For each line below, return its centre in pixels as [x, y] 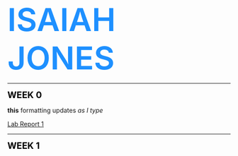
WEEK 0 [25, 95]
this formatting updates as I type [55, 110]
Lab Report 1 [25, 124]
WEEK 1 [24, 146]
